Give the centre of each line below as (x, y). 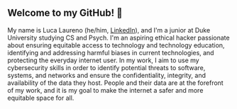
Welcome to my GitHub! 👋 (65, 13)
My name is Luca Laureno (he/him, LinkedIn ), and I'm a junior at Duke (109, 30)
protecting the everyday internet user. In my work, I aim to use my (104, 60)
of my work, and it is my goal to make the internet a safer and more (105, 90)
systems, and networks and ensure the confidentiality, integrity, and (107, 75)
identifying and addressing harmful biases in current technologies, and (111, 52)
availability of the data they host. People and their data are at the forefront (115, 83)
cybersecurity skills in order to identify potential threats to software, (106, 67)
